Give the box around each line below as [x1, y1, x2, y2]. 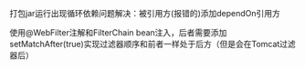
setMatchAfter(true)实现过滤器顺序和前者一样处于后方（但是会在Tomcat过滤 [9, 39, 297, 49]
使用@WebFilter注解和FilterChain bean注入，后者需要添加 [9, 27, 227, 38]
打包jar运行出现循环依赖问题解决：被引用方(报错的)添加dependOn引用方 [9, 8, 281, 18]
